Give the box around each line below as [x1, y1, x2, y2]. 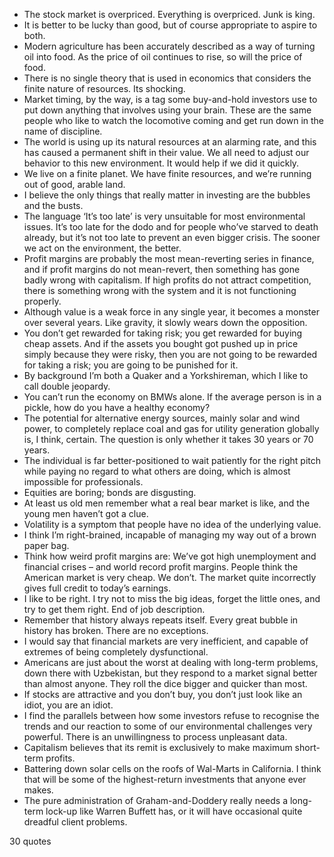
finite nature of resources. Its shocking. [23, 83, 186, 94]
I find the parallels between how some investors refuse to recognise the [23, 710, 320, 721]
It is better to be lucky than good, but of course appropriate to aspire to [23, 19, 318, 31]
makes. [23, 784, 54, 796]
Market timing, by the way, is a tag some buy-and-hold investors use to [23, 94, 318, 105]
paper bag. [23, 540, 70, 551]
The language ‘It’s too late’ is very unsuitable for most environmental [23, 210, 306, 222]
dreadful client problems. [23, 816, 128, 828]
